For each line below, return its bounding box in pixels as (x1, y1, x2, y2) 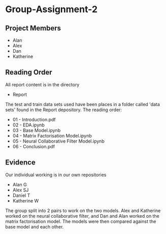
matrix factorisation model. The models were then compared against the (5, 218, 156, 224)
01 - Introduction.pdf (12, 116, 56, 122)
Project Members (5, 24, 61, 32)
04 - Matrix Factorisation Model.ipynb (12, 132, 92, 139)
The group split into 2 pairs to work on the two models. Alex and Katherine (5, 207, 161, 214)
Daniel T (12, 192, 30, 198)
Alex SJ (12, 187, 29, 193)
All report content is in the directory (5, 81, 80, 87)
